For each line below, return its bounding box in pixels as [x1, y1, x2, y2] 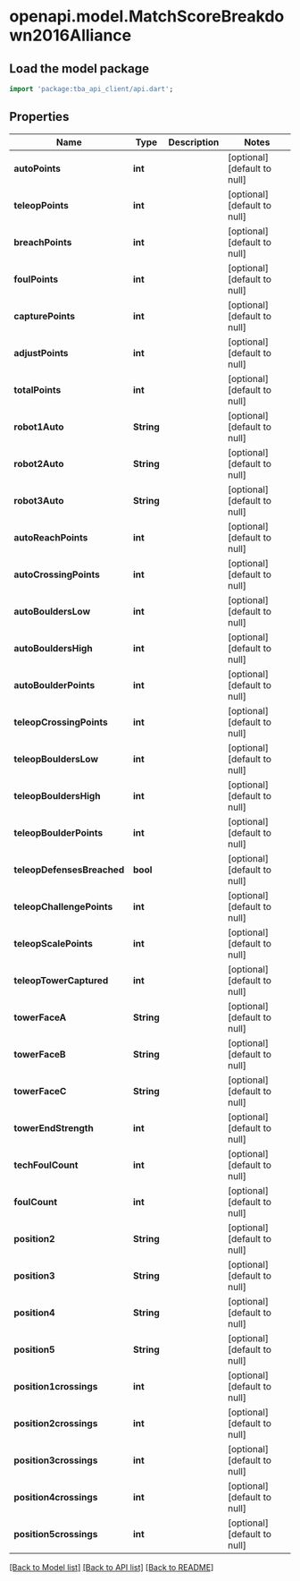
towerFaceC [13, 1084, 67, 1097]
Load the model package [9, 61, 150, 76]
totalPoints [13, 383, 62, 395]
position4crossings [13, 1491, 98, 1503]
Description [168, 136, 220, 149]
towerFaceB [13, 1048, 66, 1060]
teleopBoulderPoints [13, 826, 104, 838]
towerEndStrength [13, 1121, 94, 1134]
